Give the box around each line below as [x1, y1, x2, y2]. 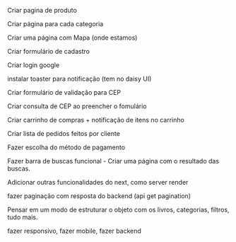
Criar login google [7, 61, 60, 69]
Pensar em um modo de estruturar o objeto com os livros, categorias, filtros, [7, 205, 230, 214]
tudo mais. [7, 213, 38, 221]
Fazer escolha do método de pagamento [7, 143, 126, 151]
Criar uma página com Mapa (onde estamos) [7, 33, 138, 42]
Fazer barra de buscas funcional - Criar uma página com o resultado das [7, 157, 220, 165]
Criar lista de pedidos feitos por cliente [7, 129, 120, 137]
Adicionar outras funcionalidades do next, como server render [7, 178, 189, 186]
